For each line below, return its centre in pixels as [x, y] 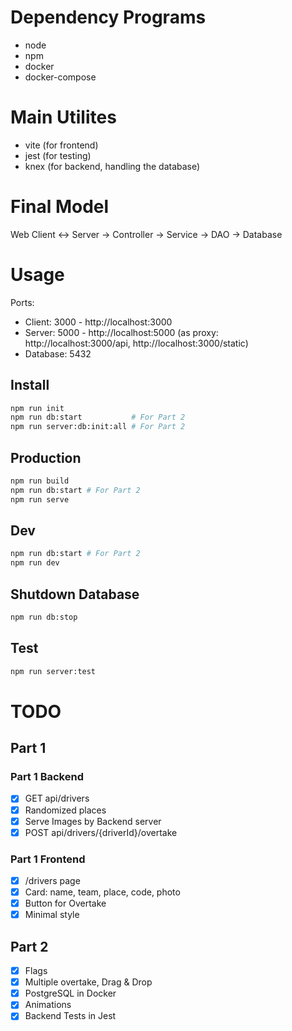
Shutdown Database [75, 594]
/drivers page [52, 880]
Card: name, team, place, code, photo [102, 892]
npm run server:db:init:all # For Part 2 [98, 427]
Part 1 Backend [47, 777]
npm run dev [35, 563]
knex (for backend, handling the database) [112, 166]
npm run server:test [53, 671]
